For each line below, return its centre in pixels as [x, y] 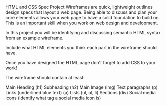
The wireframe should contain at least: [45, 78]
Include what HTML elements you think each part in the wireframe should [81, 48]
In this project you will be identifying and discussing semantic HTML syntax [83, 33]
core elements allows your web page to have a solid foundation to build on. [83, 18]
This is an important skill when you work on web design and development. [82, 23]
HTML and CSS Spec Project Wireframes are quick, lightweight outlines [79, 7]
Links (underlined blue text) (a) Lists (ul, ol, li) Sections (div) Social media [81, 93]
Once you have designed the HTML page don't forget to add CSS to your [80, 63]
